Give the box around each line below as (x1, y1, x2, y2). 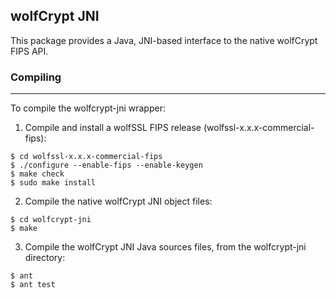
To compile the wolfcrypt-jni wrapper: (10, 102, 166, 114)
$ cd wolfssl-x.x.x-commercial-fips (10, 152, 163, 162)
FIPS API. (10, 45, 49, 57)
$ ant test (10, 280, 56, 290)
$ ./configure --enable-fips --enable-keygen (10, 160, 203, 171)
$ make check (10, 169, 65, 179)
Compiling (10, 70, 62, 84)
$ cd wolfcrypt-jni (10, 215, 92, 225)
